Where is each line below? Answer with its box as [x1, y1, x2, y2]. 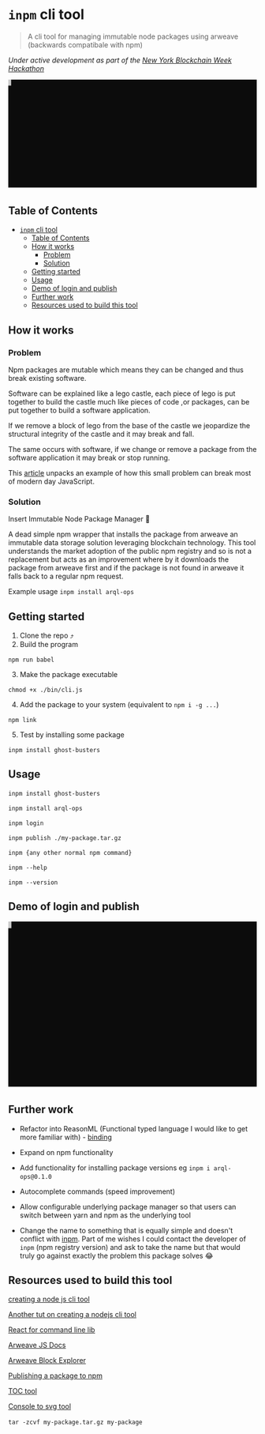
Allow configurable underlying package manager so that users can [19, 1202, 237, 1211]
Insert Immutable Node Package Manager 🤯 [8, 514, 151, 524]
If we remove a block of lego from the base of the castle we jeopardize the [8, 420, 251, 430]
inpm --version [8, 879, 58, 886]
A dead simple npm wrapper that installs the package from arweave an [8, 529, 238, 539]
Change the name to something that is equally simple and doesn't [19, 1225, 233, 1235]
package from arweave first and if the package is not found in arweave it [8, 563, 244, 573]
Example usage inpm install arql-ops [8, 587, 134, 597]
